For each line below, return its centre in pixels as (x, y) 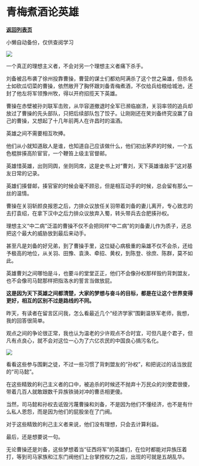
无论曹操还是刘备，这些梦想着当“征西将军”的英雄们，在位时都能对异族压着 (97, 449)
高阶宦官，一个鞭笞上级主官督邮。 (68, 153)
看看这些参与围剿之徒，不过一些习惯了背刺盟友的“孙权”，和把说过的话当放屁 (99, 364)
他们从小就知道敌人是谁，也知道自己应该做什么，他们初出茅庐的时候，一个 (97, 146)
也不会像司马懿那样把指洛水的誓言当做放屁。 (61, 280)
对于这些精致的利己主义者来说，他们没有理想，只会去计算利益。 (84, 424)
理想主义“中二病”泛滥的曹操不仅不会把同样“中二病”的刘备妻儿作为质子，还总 (99, 226)
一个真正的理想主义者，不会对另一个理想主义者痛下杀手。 (76, 66)
